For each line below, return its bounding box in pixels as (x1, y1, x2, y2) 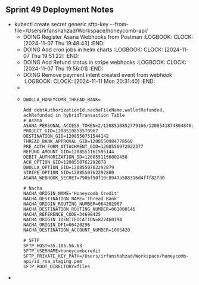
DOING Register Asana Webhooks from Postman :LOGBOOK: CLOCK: (23, 33, 194, 41)
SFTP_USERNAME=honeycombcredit (23, 247, 101, 254)
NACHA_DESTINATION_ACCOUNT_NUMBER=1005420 (23, 227, 130, 233)
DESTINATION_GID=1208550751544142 (23, 133, 109, 139)
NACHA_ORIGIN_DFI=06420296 (23, 222, 91, 228)
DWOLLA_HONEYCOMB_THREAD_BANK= (23, 97, 101, 103)
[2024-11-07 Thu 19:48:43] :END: (23, 39, 105, 47)
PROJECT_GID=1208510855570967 (23, 128, 99, 134)
